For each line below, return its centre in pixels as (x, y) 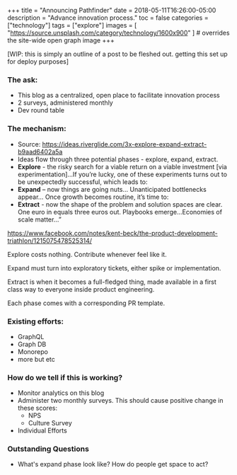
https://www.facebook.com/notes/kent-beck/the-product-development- (112, 233)
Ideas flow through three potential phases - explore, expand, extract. (118, 159)
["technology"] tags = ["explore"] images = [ (72, 25)
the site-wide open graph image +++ (61, 40)
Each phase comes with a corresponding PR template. (86, 303)
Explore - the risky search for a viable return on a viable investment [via (122, 166)
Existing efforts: (36, 321)
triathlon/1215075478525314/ (50, 241)
